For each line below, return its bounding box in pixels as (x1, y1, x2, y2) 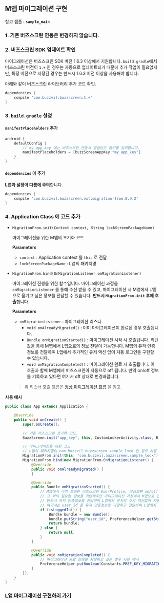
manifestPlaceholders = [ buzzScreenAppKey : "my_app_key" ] (22, 150, 141, 155)
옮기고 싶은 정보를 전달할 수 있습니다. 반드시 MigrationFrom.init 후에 (21, 292, 154, 299)
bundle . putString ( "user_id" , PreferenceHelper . (48, 517, 147, 521)
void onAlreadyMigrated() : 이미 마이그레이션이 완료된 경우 (26, 325, 142, 331)
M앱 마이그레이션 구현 (5, 4, 67, 13)
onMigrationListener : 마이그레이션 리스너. (19, 319, 103, 325)
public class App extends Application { (5, 404, 89, 409)
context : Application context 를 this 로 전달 (19, 254, 107, 260)
